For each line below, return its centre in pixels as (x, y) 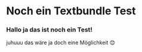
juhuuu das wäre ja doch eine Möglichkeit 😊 (61, 42)
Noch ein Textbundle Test (71, 11)
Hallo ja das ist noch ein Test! (49, 30)
